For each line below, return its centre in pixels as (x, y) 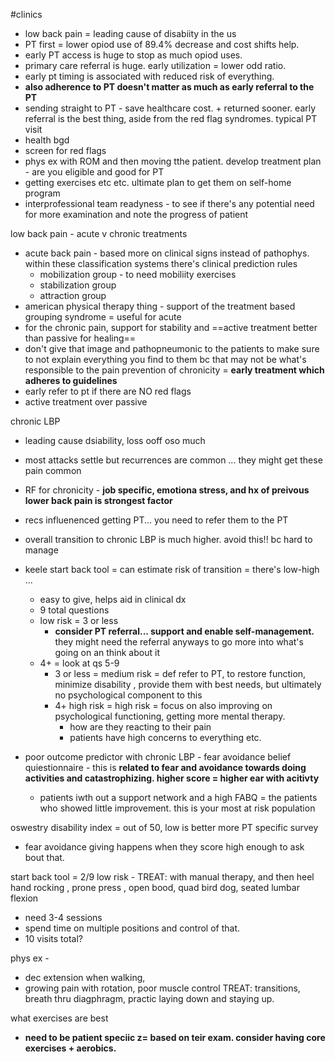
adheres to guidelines (71, 380)
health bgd (47, 140)
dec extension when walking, (85, 977)
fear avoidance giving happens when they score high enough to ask (164, 847)
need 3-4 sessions (63, 917)
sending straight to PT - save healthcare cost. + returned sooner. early (170, 108)
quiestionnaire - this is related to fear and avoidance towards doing (165, 767)
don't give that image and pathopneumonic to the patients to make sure (172, 348)
